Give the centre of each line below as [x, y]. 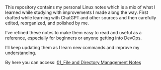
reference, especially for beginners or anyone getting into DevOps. [74, 38]
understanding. [21, 53]
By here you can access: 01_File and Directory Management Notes [73, 62]
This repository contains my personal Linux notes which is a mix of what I [80, 7]
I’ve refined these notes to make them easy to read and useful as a [73, 33]
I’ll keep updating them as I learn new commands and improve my [72, 47]
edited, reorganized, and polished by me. [47, 23]
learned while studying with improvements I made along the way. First [77, 12]
